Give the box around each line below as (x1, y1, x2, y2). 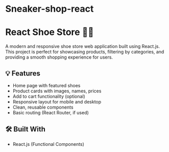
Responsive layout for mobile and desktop (12, 98, 102, 105)
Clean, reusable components (12, 104, 74, 110)
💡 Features (5, 69, 41, 78)
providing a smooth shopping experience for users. (5, 54, 113, 60)
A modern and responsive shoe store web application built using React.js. (5, 43, 160, 49)
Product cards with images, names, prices (12, 88, 102, 94)
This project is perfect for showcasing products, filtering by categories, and (5, 49, 164, 55)
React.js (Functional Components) (12, 141, 84, 147)
